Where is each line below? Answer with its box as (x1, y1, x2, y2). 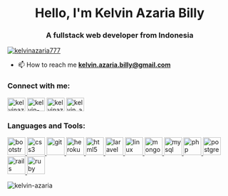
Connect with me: (7, 81, 71, 91)
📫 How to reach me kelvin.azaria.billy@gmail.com (17, 60, 171, 69)
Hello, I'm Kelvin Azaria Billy (34, 5, 205, 21)
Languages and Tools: (7, 121, 85, 131)
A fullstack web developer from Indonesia (46, 31, 194, 40)
